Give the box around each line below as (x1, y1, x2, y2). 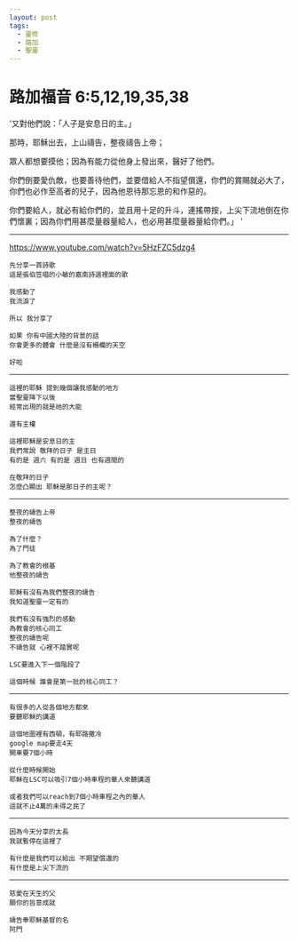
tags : (9, 21, 29, 30)
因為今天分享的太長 (9, 827, 69, 836)
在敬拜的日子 (9, 473, 50, 483)
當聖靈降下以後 (9, 393, 56, 403)
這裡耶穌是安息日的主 (9, 437, 75, 446)
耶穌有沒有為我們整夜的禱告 (9, 588, 96, 597)
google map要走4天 (9, 739, 74, 748)
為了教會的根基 (9, 562, 56, 571)
